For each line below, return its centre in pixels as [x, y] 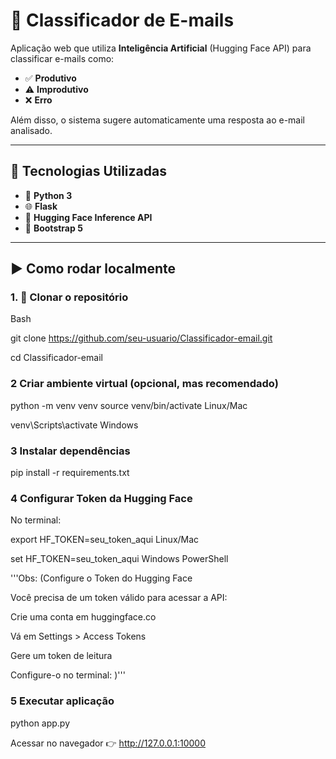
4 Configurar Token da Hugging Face [101, 498]
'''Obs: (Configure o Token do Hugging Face [101, 578]
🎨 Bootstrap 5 [53, 228]
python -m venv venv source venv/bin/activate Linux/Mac [129, 405]
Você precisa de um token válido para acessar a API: [119, 598]
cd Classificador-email [56, 358]
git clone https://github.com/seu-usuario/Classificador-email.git [141, 338]
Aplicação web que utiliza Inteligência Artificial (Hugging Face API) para [161, 48]
